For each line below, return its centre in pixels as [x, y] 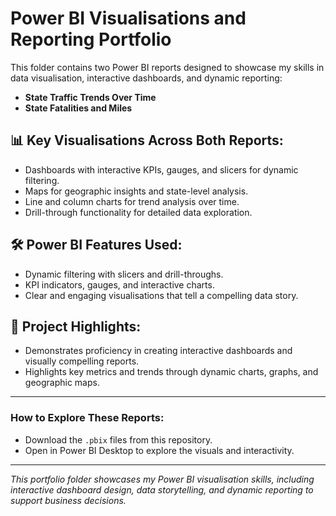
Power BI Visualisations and [128, 18]
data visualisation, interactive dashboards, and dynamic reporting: [146, 78]
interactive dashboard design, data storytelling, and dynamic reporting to [162, 489]
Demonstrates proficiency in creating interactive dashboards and [158, 351]
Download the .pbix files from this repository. [118, 439]
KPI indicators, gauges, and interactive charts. [119, 284]
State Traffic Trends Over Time [90, 97]
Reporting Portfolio [91, 39]
